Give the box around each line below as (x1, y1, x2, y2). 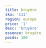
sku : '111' (5, 12, 28, 17)
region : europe (5, 16, 37, 21)
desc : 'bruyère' (5, 26, 39, 31)
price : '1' (5, 21, 28, 26)
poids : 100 (5, 35, 28, 40)
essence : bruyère (5, 30, 41, 35)
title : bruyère (5, 7, 37, 12)
